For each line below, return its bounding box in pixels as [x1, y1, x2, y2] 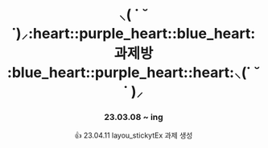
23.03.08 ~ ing [104, 112, 163, 123]
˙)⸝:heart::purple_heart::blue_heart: [11, 25, 256, 43]
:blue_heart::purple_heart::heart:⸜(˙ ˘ [6, 64, 261, 82]
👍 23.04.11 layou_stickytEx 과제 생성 [74, 130, 193, 140]
